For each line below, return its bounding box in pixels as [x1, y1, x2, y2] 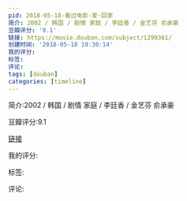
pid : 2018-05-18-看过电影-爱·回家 [8, 11, 114, 20]
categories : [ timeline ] [8, 77, 87, 85]
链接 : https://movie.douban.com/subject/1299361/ [8, 33, 172, 42]
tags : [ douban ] [8, 70, 58, 78]
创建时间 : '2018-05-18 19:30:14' [8, 41, 114, 49]
